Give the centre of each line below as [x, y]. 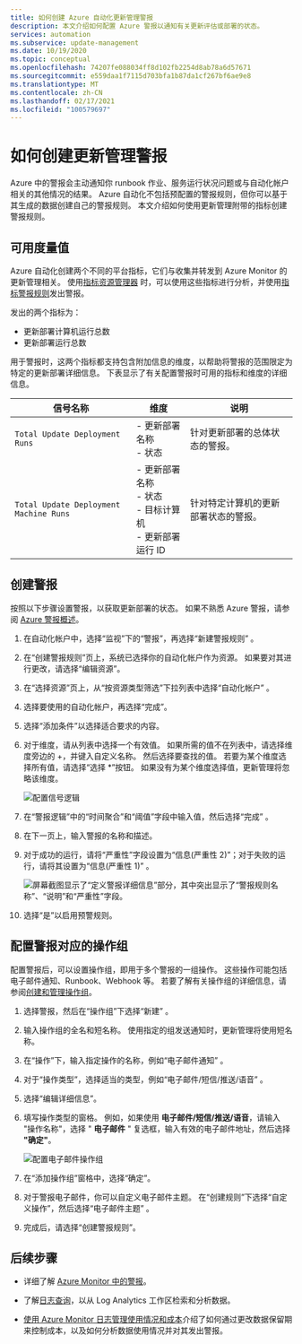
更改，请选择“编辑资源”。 [78, 668]
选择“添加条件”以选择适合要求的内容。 [94, 725]
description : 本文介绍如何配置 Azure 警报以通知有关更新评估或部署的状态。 [137, 26]
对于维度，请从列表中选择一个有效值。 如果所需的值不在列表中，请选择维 [158, 744]
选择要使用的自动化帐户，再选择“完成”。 [98, 707]
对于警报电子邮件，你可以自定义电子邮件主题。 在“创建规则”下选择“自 [151, 1197]
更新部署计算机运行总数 [66, 331]
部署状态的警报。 [226, 516]
